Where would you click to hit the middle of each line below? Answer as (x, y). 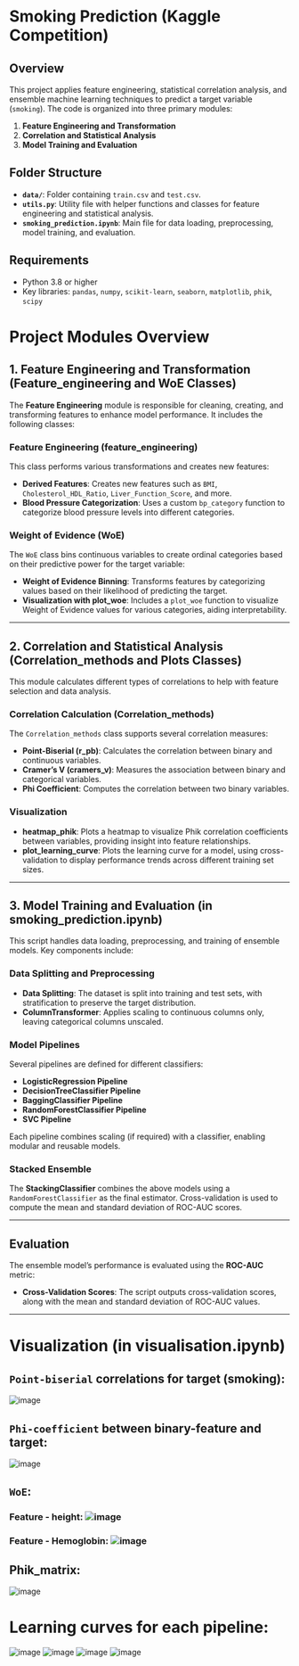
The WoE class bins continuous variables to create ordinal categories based (146, 555)
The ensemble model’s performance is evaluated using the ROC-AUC (137, 1266)
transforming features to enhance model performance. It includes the (136, 414)
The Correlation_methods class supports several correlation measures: (139, 734)
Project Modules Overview (109, 337)
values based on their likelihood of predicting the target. (125, 591)
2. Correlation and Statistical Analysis (117, 646)
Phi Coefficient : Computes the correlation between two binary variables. (156, 789)
